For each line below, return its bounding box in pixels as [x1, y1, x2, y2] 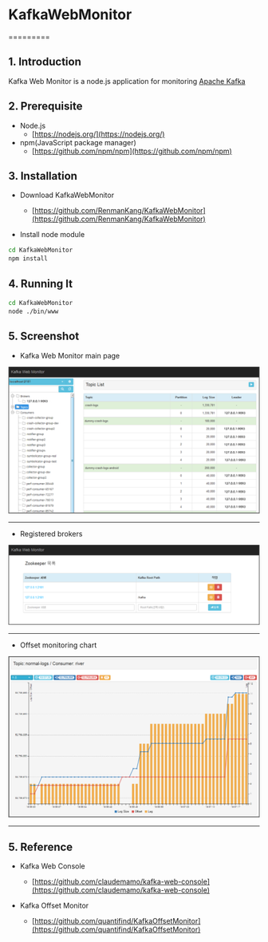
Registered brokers [19, 528, 83, 538]
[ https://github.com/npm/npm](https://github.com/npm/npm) [31, 146, 233, 156]
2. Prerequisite [8, 100, 83, 113]
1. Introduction [8, 55, 81, 69]
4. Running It [8, 277, 73, 291]
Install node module [19, 230, 85, 239]
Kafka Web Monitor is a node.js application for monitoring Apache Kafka [8, 76, 246, 85]
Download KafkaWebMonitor [19, 190, 114, 200]
